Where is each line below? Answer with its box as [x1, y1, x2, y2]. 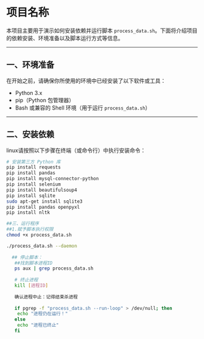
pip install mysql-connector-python [6, 176, 99, 182]
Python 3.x [15, 89, 42, 96]
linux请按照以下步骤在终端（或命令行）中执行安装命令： [6, 147, 146, 154]
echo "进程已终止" [17, 322, 59, 329]
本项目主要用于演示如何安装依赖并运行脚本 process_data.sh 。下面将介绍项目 [6, 27, 198, 34]
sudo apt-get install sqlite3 [6, 198, 83, 204]
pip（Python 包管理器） [15, 96, 75, 103]
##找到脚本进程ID [14, 260, 53, 266]
